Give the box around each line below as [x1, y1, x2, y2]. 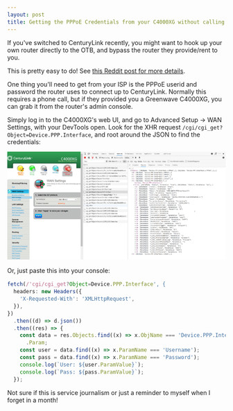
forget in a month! [7, 396, 58, 404]
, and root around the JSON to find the [91, 130, 200, 139]
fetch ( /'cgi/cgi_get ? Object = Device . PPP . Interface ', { [7, 281, 166, 288]
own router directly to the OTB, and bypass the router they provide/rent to [7, 46, 218, 54]
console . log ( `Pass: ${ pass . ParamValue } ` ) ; [19, 368, 144, 376]
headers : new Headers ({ [13, 288, 82, 295]
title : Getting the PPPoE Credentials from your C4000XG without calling [7, 18, 225, 26]
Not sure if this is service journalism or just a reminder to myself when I [7, 388, 211, 396]
